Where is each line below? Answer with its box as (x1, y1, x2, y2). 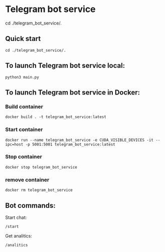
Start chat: (5, 214, 27, 220)
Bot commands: (5, 201, 56, 209)
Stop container (5, 153, 43, 160)
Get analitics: (5, 232, 33, 238)
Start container (5, 126, 43, 133)
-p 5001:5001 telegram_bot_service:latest (25, 141, 115, 147)
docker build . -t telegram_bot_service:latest (5, 114, 107, 119)
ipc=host (5, 141, 24, 147)
